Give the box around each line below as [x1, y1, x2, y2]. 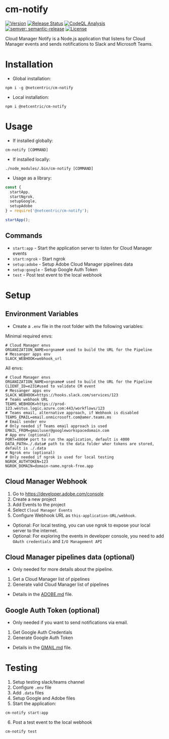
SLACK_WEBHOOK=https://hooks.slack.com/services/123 [5, 392, 119, 397]
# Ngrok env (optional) [5, 450, 55, 455]
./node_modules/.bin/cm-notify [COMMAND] [5, 166, 94, 171]
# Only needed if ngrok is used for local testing [5, 455, 114, 460]
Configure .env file [12, 684, 51, 690]
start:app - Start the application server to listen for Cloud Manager [12, 245, 152, 251]
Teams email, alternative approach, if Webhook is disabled [10, 410, 139, 415]
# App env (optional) [5, 432, 51, 437]
